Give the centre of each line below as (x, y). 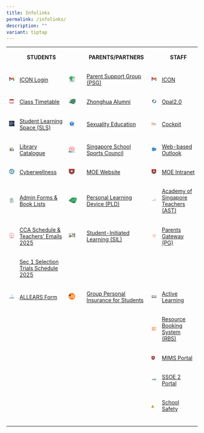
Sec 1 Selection (39, 262)
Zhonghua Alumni (109, 102)
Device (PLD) (103, 204)
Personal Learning (109, 198)
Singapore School (109, 147)
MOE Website (104, 172)
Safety (170, 409)
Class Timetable (39, 102)
